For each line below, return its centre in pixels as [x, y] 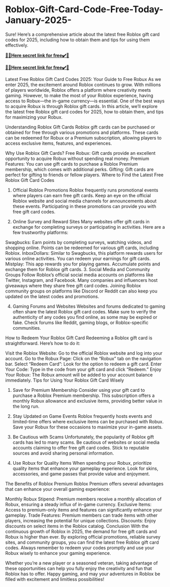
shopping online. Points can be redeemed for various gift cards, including [82, 248]
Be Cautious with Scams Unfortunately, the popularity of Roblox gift [83, 437]
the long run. [26, 406]
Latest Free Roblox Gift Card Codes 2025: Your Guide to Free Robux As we [83, 79]
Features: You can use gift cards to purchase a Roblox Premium [72, 164]
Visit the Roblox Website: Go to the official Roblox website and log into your [84, 353]
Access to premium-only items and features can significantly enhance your [84, 510]
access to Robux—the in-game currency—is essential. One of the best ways [85, 101]
